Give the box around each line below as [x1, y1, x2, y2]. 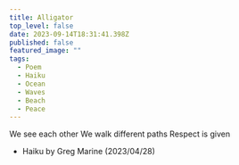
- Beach [17, 95, 46, 105]
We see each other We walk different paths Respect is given [9, 128, 230, 139]
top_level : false [9, 21, 74, 30]
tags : [9, 54, 29, 63]
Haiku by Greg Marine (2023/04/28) [21, 146, 156, 157]
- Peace [17, 104, 46, 113]
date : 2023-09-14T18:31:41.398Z [9, 29, 129, 38]
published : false [9, 37, 74, 47]
